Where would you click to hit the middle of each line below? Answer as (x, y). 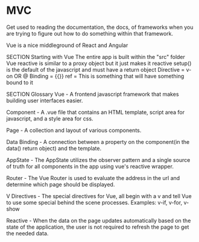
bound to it (20, 82)
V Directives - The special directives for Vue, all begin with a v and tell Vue (99, 196)
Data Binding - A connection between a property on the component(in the (98, 141)
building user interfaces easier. (45, 101)
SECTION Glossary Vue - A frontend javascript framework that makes (93, 94)
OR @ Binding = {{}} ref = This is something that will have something (99, 76)
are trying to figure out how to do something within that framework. (90, 33)
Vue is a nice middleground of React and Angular (67, 45)
